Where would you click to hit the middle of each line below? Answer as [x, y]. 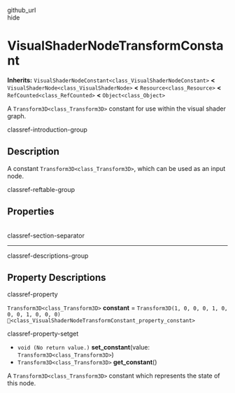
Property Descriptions [57, 277]
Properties [31, 212]
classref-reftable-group [41, 189]
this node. [22, 383]
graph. [17, 116]
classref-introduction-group [47, 130]
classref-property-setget [43, 334]
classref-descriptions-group [48, 256]
